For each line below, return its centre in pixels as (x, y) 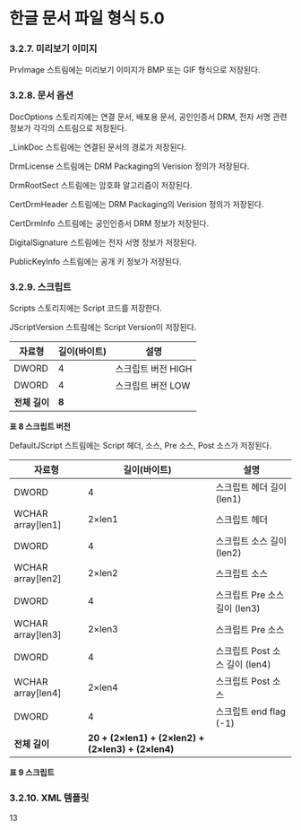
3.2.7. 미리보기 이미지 (53, 48)
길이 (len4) (249, 665)
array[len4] (38, 694)
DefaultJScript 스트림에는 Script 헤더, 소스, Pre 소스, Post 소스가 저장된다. (141, 446)
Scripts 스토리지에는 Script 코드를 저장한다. (86, 308)
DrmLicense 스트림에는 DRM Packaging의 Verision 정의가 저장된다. (129, 166)
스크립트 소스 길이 (251, 541)
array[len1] (38, 525)
